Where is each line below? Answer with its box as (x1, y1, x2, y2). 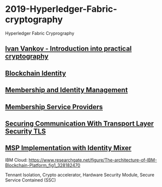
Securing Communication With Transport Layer (5, 119, 154, 128)
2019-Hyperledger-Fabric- (5, 3, 118, 15)
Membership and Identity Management (5, 86, 128, 94)
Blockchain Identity (5, 69, 66, 77)
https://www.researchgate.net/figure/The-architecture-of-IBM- (29, 157, 157, 163)
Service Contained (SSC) (5, 177, 56, 183)
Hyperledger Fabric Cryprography (5, 30, 75, 36)
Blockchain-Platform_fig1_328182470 (5, 162, 81, 168)
